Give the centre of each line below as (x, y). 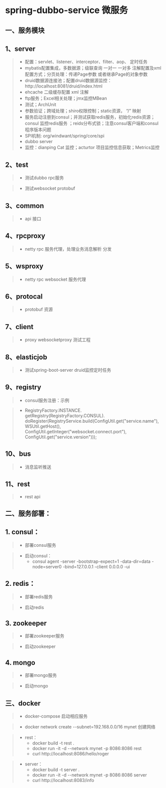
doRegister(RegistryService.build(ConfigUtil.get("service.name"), (92, 421)
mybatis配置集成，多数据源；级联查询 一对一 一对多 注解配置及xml (93, 68)
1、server (20, 49)
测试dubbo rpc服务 (44, 178)
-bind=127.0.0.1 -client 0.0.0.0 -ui (96, 566)
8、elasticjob (26, 357)
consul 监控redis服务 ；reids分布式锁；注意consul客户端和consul (91, 124)
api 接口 (33, 219)
